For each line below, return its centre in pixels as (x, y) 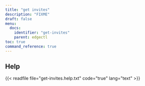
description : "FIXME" (28, 14)
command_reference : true (31, 46)
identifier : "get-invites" (42, 33)
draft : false (19, 19)
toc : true (15, 42)
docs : (15, 28)
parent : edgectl (31, 38)
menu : (11, 23)
